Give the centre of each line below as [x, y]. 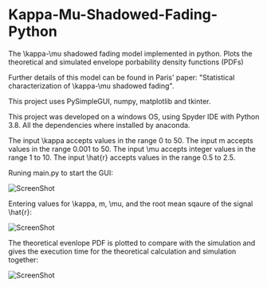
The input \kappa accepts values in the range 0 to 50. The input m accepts [131, 140]
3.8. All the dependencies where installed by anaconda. [99, 125]
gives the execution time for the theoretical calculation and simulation [122, 251]
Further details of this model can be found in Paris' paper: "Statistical [122, 77]
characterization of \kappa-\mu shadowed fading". [91, 86]
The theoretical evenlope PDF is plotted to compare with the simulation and [132, 242]
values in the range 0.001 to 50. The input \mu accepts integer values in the [132, 149]
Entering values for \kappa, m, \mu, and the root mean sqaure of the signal [131, 204]
